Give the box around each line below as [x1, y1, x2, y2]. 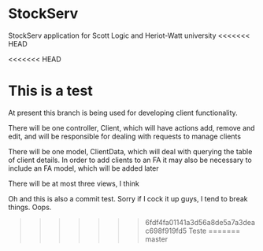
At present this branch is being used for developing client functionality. [8, 108, 238, 117]
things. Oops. [8, 202, 52, 212]
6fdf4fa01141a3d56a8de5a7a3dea [145, 217, 256, 227]
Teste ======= [188, 226, 241, 235]
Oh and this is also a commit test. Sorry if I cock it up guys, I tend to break [8, 194, 248, 203]
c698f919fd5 [145, 226, 187, 235]
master [145, 234, 168, 244]
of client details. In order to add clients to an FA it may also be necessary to [8, 155, 252, 164]
